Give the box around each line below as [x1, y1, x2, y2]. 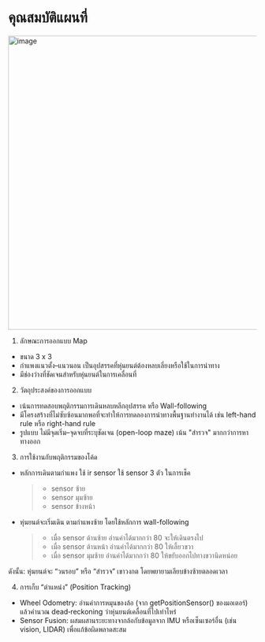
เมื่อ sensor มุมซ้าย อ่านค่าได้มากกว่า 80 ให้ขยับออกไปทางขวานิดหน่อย [50, 551, 238, 560]
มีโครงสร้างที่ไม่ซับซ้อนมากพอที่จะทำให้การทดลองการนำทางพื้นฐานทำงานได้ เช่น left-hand [19, 410, 256, 419]
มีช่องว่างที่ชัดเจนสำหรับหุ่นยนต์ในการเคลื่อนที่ [19, 369, 137, 379]
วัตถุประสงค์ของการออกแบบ [19, 385, 92, 395]
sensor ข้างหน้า [50, 501, 95, 510]
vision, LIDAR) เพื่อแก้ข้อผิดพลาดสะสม [19, 624, 127, 634]
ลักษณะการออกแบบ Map [19, 336, 88, 345]
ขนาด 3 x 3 [19, 351, 53, 361]
